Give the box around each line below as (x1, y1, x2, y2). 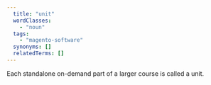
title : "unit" (13, 10, 55, 18)
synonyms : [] (13, 43, 52, 50)
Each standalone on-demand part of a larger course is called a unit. (6, 69, 205, 78)
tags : (13, 30, 30, 38)
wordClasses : (13, 17, 52, 24)
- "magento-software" (19, 37, 83, 44)
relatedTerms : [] (13, 50, 65, 57)
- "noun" (19, 23, 45, 30)
